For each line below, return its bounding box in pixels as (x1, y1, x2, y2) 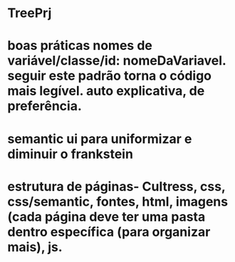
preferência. (7, 98, 82, 115)
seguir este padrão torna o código (7, 68, 212, 84)
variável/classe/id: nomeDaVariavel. (7, 53, 226, 69)
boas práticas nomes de (7, 38, 153, 54)
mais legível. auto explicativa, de (7, 83, 205, 99)
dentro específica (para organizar (7, 224, 211, 240)
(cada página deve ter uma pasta (7, 209, 206, 225)
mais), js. (7, 239, 63, 255)
